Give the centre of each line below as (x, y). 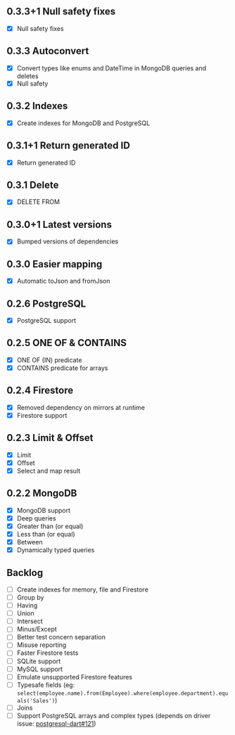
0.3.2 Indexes (37, 106)
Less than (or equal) (46, 534)
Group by (30, 597)
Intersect (30, 621)
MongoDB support (44, 510)
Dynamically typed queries (56, 550)
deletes (28, 76)
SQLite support (39, 661)
